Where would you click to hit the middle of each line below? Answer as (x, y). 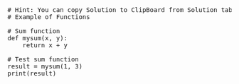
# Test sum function (43, 59)
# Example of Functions (49, 17)
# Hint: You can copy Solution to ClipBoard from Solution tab (120, 10)
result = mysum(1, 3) (45, 66)
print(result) (32, 73)
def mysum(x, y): (37, 38)
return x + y (45, 45)
